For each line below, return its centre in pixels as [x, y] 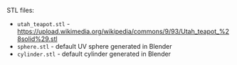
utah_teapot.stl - [43, 24]
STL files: [21, 10]
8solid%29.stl [37, 39]
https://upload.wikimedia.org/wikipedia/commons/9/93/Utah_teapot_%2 [123, 31]
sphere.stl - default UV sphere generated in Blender [94, 46]
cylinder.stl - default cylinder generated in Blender [94, 54]
